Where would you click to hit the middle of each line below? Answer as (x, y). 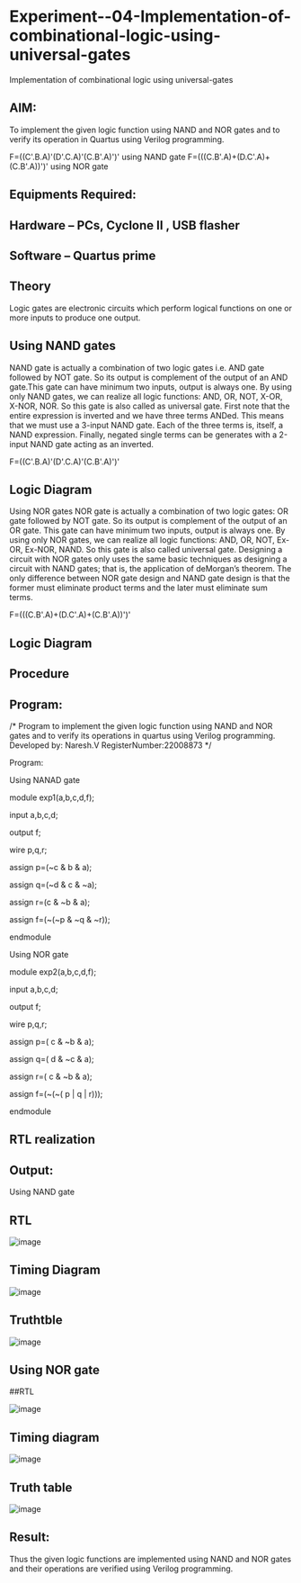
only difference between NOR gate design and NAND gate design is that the (150, 579)
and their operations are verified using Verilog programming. (121, 1569)
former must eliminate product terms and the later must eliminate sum (138, 588)
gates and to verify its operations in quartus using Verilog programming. (142, 735)
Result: (30, 1538)
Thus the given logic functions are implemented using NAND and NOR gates (150, 1559)
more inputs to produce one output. (75, 318)
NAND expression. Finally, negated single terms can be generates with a (143, 435)
